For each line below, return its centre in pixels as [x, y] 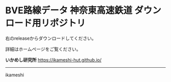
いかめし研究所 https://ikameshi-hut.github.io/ [53, 60]
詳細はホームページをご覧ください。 [43, 49]
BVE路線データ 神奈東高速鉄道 [69, 10]
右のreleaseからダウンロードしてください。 [51, 38]
